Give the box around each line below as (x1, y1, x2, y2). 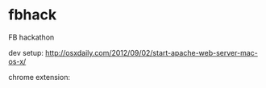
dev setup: (8, 48, 44, 57)
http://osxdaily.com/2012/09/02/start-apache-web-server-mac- (45, 48, 258, 57)
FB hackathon (8, 32, 55, 42)
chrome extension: (8, 72, 71, 82)
